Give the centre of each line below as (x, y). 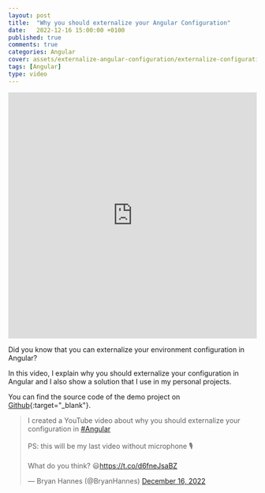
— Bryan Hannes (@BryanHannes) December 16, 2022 (117, 480)
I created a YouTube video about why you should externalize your (134, 420)
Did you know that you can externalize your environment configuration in (127, 349)
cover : (19, 60)
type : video (28, 74)
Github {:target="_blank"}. (50, 405)
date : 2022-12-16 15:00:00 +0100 (67, 30)
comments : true (33, 45)
